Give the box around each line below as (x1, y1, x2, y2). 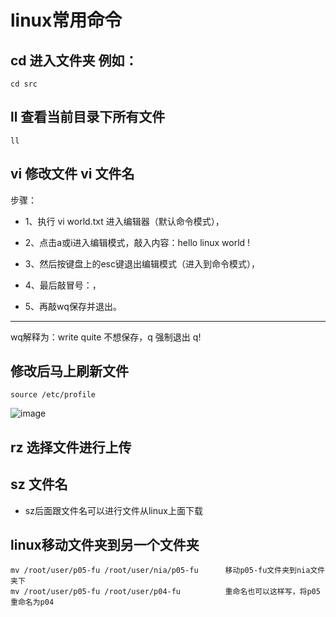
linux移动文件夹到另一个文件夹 (10, 537, 200, 554)
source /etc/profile (10, 390, 97, 400)
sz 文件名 (10, 476, 68, 493)
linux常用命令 (10, 9, 123, 32)
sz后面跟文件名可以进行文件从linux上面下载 (24, 504, 203, 516)
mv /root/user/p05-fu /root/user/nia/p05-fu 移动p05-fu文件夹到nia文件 (10, 566, 326, 576)
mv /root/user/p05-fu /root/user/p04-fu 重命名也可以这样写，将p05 (10, 587, 321, 597)
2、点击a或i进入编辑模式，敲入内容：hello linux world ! (24, 236, 251, 248)
